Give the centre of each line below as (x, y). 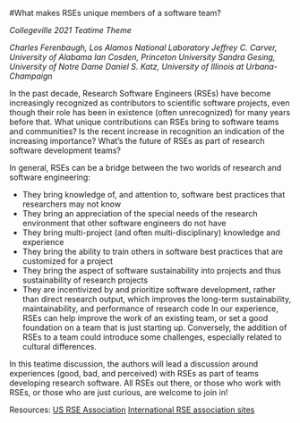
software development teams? (65, 150)
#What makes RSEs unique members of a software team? (116, 13)
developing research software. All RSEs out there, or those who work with (145, 383)
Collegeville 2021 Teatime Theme (70, 30)
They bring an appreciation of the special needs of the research (140, 213)
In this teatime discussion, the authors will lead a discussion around (134, 364)
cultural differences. (59, 347)
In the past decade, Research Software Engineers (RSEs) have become (140, 93)
